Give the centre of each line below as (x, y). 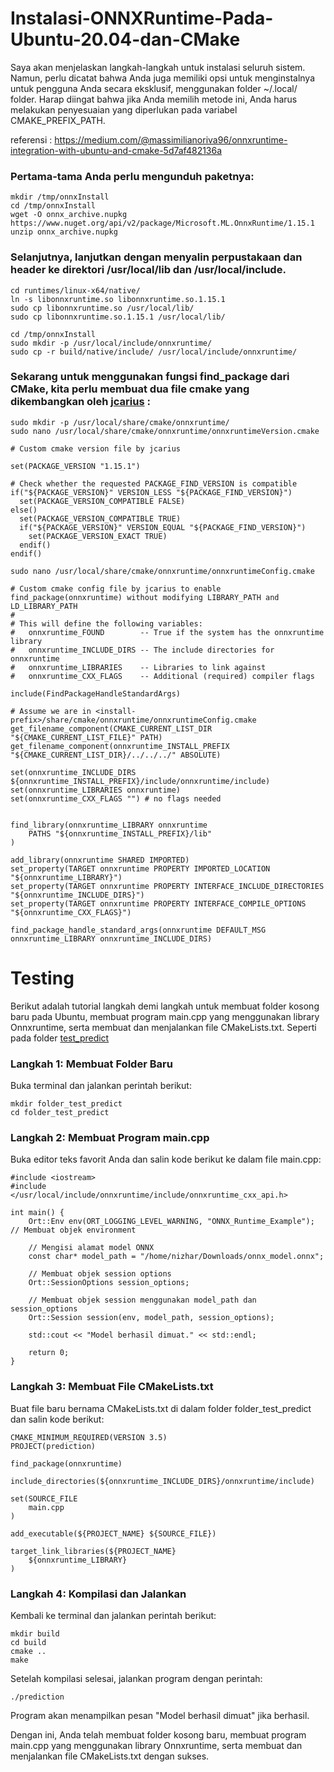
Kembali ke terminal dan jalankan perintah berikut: (113, 1615)
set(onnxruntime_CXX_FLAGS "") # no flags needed (116, 798)
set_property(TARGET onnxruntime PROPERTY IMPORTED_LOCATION (140, 868)
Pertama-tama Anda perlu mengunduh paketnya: (132, 176)
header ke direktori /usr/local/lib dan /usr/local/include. (148, 270)
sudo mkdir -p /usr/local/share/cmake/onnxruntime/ (120, 422)
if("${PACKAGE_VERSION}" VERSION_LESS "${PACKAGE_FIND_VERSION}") (151, 492)
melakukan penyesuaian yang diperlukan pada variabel (124, 109)
